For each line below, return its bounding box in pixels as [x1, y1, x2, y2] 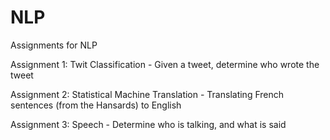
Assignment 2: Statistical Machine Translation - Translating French [10, 88, 285, 100]
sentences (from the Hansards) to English [10, 99, 182, 111]
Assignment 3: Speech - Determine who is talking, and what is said [10, 118, 287, 130]
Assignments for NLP [10, 39, 98, 51]
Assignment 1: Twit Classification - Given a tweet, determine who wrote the [10, 58, 320, 70]
